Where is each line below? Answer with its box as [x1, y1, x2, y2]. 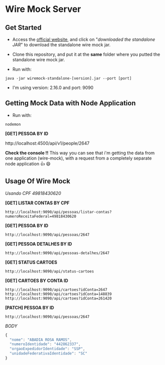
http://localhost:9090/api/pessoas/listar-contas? [5, 209, 112, 214]
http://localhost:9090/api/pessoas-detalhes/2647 [5, 250, 110, 256]
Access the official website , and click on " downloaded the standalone [12, 36, 155, 42]
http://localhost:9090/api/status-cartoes [5, 269, 94, 274]
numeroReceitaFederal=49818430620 [5, 214, 77, 219]
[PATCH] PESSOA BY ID [5, 304, 55, 310]
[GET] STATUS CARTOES [5, 259, 57, 265]
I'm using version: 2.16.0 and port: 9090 [12, 85, 94, 91]
